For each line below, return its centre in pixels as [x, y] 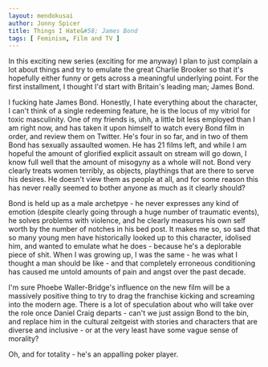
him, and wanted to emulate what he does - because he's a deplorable [125, 246]
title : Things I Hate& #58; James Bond [73, 31]
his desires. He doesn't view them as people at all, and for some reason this [134, 179]
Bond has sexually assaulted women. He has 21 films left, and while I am [128, 145]
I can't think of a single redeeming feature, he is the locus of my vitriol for [130, 111]
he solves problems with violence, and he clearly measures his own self [127, 221]
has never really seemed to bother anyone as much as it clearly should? [127, 188]
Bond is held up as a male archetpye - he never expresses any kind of [124, 204]
